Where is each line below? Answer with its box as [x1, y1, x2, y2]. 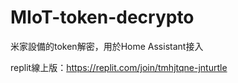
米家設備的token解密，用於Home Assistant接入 [10, 40, 204, 52]
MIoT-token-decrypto [10, 6, 195, 29]
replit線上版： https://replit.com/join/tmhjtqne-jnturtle [10, 61, 228, 73]
